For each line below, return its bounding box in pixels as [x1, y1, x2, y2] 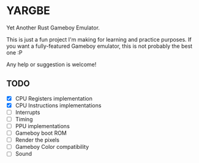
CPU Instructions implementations [15, 102, 102, 109]
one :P [6, 48, 23, 56]
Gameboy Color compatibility [15, 143, 89, 151]
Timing [15, 115, 33, 123]
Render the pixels [15, 136, 60, 144]
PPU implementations [15, 123, 70, 129]
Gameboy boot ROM [15, 129, 67, 137]
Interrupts [15, 108, 40, 116]
